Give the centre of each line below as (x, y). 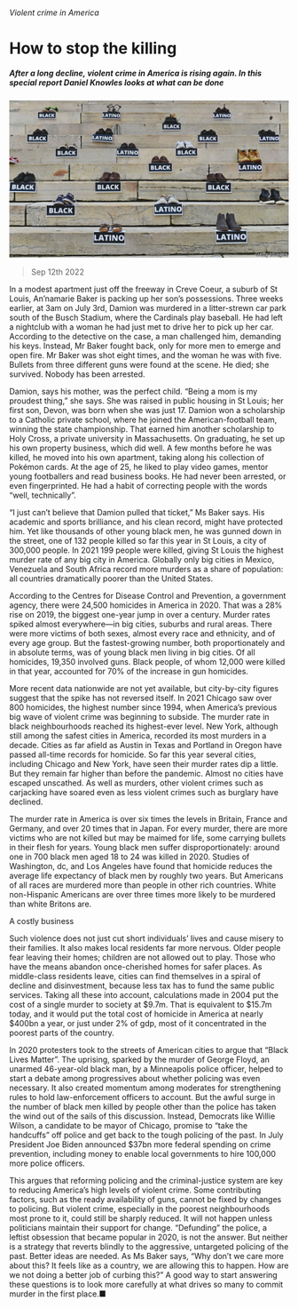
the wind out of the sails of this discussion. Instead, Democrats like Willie (142, 1116)
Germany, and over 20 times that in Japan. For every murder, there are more (149, 829)
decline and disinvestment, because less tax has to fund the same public (142, 985)
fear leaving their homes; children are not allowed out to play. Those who (142, 957)
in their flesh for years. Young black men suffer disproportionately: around (145, 848)
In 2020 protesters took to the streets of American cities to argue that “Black (149, 1050)
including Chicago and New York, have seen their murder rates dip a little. (144, 764)
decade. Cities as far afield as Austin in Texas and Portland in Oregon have (145, 746)
